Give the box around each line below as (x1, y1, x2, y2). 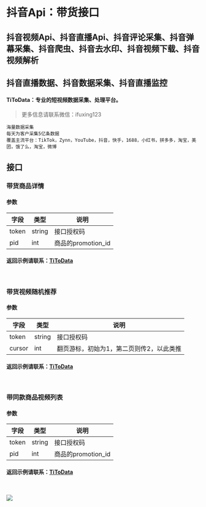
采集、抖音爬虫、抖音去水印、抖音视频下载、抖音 (14, 44, 200, 54)
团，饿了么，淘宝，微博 (6, 144, 57, 150)
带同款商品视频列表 (6, 393, 63, 402)
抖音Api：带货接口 (6, 6, 100, 20)
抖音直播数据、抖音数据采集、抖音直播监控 (6, 77, 167, 88)
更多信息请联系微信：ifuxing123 (21, 111, 102, 118)
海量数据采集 (6, 124, 34, 131)
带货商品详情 (6, 182, 45, 190)
